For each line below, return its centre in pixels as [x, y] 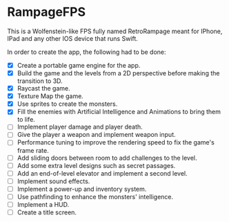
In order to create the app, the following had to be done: [87, 52]
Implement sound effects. [53, 181]
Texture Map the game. [50, 96]
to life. [26, 120]
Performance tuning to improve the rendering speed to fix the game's [116, 142]
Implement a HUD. [43, 204]
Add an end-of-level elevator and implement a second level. [102, 173]
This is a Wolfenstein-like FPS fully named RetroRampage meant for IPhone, [115, 31]
